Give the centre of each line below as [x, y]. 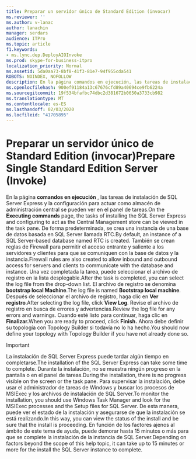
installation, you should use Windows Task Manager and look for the [88, 400]
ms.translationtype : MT [35, 98]
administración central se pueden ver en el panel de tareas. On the [85, 210]
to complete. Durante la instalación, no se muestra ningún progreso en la [93, 369]
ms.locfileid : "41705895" [37, 115]
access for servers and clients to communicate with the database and [90, 265]
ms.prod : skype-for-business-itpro [49, 60]
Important [18, 345]
